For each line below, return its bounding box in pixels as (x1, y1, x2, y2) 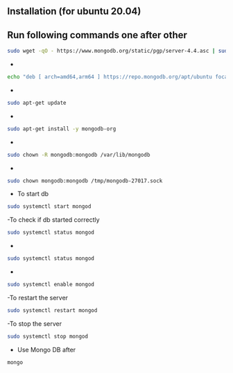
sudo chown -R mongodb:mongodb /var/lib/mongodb (7, 151, 150, 158)
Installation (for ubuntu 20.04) (7, 6, 141, 17)
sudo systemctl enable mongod (7, 281, 95, 288)
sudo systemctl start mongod (7, 203, 92, 210)
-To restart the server (7, 293, 68, 302)
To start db (17, 190, 49, 198)
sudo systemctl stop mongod (7, 333, 89, 340)
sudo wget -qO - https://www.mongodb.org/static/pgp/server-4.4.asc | (7, 48, 216, 55)
